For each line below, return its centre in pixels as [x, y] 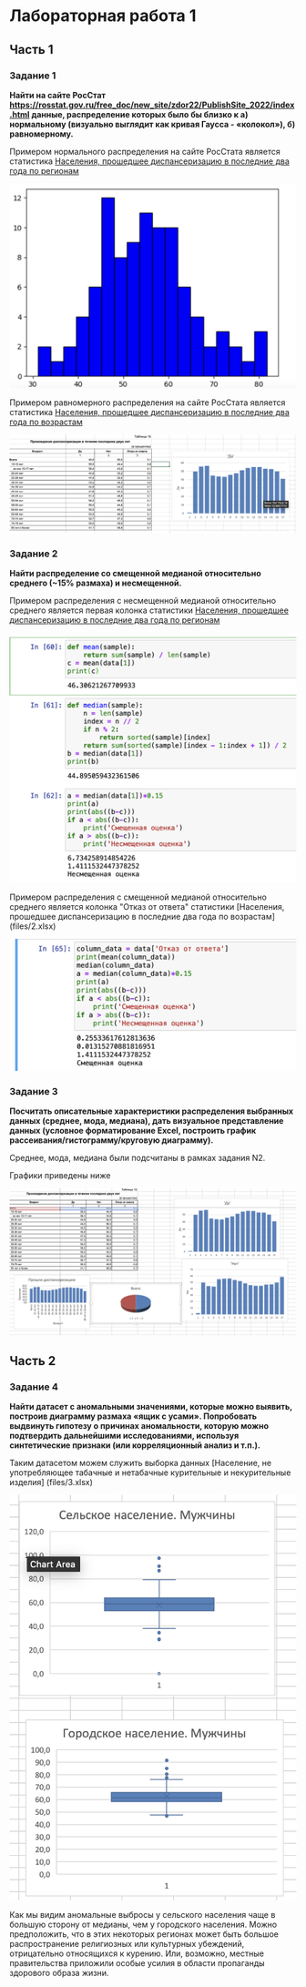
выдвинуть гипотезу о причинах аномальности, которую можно [139, 1425]
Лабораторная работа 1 [103, 16]
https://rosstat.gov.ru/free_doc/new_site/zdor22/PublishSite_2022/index [152, 105]
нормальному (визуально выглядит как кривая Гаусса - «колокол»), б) [153, 124]
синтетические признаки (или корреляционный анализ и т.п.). [135, 1445]
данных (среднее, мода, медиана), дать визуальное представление [147, 1121]
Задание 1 [33, 76]
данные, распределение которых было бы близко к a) [140, 114]
